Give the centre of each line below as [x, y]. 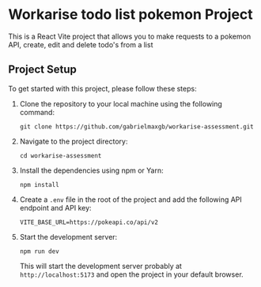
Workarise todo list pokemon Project [130, 15]
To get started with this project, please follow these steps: [102, 88]
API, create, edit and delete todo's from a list [81, 44]
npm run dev [39, 251]
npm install [39, 184]
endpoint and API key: [56, 207]
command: [37, 112]
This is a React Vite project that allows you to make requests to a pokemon [130, 36]
